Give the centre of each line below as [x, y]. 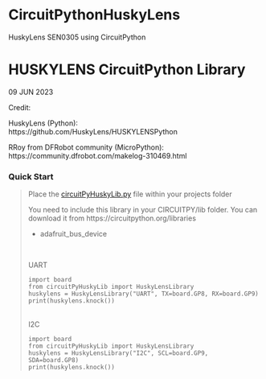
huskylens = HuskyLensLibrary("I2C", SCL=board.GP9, [118, 353]
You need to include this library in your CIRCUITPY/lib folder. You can [143, 210]
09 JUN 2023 [31, 92]
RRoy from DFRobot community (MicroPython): [86, 147]
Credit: [20, 107]
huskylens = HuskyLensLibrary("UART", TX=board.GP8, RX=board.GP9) [143, 294]
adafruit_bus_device [73, 234]
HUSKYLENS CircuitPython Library [127, 70]
